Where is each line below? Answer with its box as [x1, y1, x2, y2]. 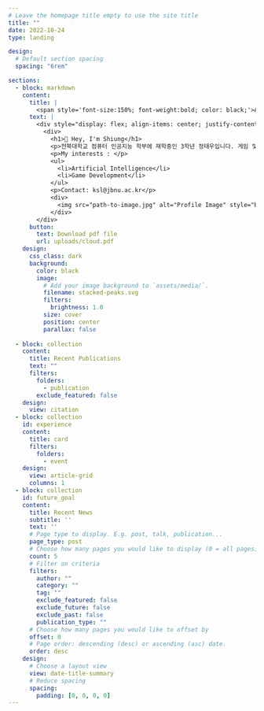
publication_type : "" [36, 618, 108, 626]
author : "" [36, 574, 72, 583]
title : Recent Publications [28, 355, 122, 363]
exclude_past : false [36, 611, 104, 619]
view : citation [28, 406, 79, 414]
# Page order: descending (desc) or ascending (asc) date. [28, 640, 226, 648]
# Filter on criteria [28, 560, 101, 568]
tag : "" [36, 589, 61, 597]
